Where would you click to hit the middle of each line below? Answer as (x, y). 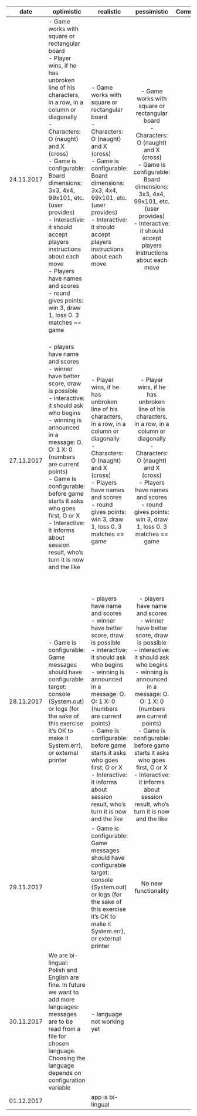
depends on (65, 1073)
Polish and (63, 970)
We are (58, 955)
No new (152, 883)
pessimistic (152, 11)
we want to (64, 992)
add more (62, 999)
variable (60, 1088)
